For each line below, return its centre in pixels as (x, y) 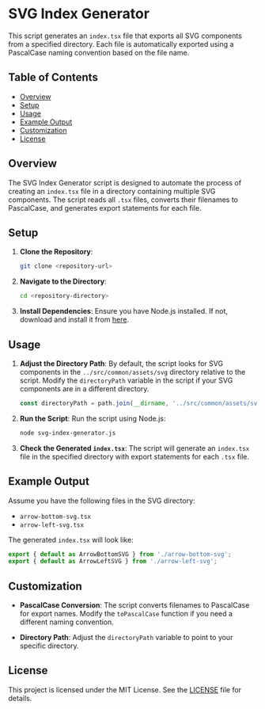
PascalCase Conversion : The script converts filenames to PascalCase (134, 605)
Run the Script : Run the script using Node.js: (93, 418)
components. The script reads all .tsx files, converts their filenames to (123, 200)
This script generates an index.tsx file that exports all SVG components (125, 36)
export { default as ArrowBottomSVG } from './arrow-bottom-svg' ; (120, 554)
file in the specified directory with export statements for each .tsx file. (134, 456)
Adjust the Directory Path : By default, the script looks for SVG (121, 363)
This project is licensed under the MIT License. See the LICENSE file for (125, 689)
